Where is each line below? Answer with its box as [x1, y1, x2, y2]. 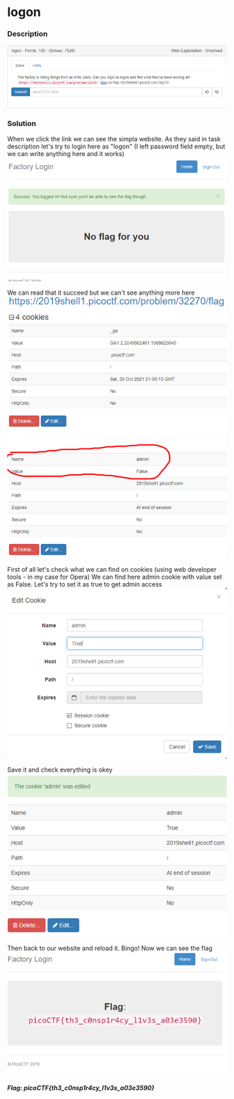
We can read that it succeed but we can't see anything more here [7, 288, 195, 297]
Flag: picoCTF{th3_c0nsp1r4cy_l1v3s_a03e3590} [7, 1084, 155, 1092]
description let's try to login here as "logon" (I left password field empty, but [7, 142, 226, 150]
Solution [7, 119, 37, 129]
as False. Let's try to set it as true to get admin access [7, 579, 162, 589]
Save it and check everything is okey [7, 765, 113, 774]
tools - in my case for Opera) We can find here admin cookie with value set [7, 572, 223, 581]
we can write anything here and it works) [7, 149, 125, 157]
